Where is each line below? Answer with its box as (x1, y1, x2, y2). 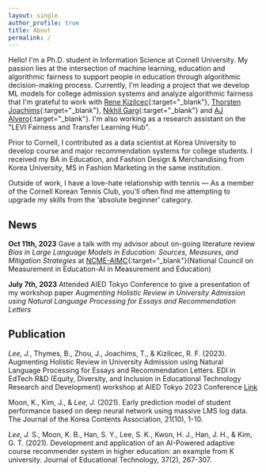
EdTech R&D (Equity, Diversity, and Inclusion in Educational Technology (8, 373, 241, 383)
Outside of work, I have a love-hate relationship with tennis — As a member (8, 179, 255, 188)
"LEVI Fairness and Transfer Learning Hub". (8, 123, 150, 132)
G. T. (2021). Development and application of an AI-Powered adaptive (8, 438, 235, 447)
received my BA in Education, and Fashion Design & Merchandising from (8, 155, 245, 164)
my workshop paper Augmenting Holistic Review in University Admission (8, 288, 245, 297)
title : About (8, 26, 51, 34)
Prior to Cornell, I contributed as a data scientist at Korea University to (8, 138, 237, 147)
